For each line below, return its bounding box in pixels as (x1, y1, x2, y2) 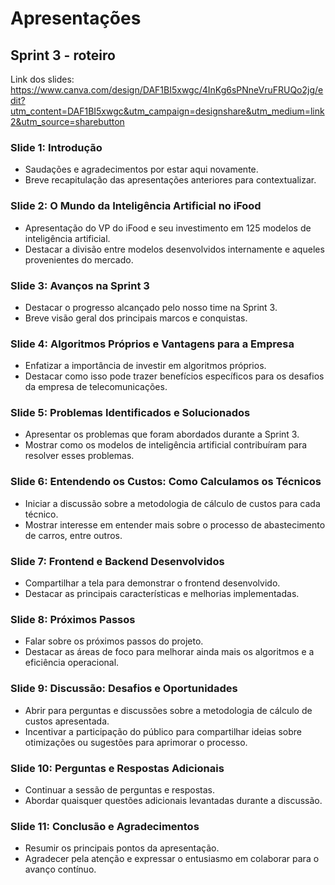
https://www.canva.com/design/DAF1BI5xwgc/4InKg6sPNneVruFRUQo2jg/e (10, 84, 324, 96)
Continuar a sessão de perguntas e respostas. (24, 783, 215, 796)
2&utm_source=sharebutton (10, 116, 125, 127)
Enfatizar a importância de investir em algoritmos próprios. (24, 360, 267, 372)
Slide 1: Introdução (10, 140, 103, 154)
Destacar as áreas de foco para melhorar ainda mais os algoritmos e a (24, 646, 315, 658)
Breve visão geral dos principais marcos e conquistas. (24, 312, 248, 324)
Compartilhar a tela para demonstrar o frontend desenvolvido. (24, 577, 281, 589)
